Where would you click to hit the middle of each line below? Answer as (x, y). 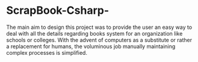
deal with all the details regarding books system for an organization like (94, 33)
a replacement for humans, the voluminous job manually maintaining (91, 46)
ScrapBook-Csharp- (58, 11)
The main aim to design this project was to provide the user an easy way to (99, 27)
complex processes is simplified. (47, 52)
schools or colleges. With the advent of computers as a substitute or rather (99, 40)
